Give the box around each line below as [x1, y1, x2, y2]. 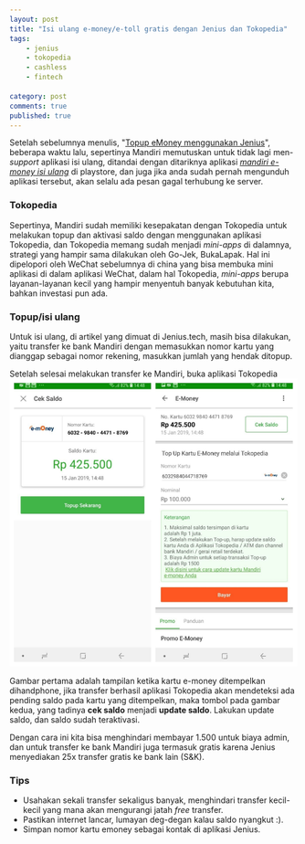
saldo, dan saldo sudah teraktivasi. [9, 713, 140, 725]
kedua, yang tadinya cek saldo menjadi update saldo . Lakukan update [9, 704, 275, 715]
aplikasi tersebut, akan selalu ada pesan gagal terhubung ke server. [9, 176, 263, 187]
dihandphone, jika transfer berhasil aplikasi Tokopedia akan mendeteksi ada [9, 685, 295, 696]
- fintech [26, 73, 64, 82]
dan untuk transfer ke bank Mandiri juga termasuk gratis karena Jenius [9, 741, 276, 753]
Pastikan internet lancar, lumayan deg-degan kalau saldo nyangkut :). [22, 814, 284, 826]
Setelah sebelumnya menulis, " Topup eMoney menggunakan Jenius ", [9, 137, 271, 148]
